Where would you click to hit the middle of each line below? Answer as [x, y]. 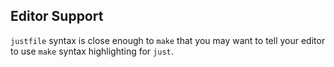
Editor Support [57, 16]
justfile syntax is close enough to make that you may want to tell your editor [168, 40]
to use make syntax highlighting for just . [92, 51]
